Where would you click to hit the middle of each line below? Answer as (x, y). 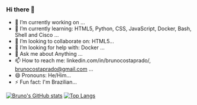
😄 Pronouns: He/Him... (43, 75)
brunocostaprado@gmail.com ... (54, 69)
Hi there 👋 (21, 9)
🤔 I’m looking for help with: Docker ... (60, 47)
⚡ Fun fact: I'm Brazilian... (46, 82)
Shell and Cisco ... (37, 35)
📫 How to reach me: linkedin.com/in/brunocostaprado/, (83, 61)
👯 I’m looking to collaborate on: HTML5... (64, 42)
